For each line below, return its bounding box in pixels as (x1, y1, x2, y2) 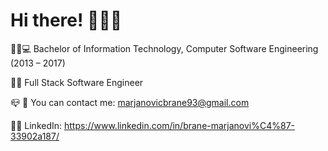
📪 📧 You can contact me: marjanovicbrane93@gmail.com (10, 96, 250, 108)
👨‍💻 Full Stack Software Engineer (10, 76, 144, 88)
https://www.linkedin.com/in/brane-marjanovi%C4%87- (64, 119, 296, 131)
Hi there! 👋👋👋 (10, 9, 123, 32)
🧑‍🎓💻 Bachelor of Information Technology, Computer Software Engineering (10, 42, 319, 54)
